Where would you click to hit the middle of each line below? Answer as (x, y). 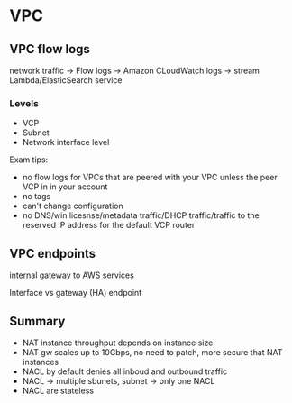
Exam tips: (29, 160)
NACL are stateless (58, 390)
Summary (37, 321)
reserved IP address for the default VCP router (109, 225)
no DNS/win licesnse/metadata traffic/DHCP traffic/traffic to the (141, 215)
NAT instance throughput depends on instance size (118, 343)
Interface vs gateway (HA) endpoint (76, 293)
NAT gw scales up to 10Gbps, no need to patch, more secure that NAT (152, 352)
